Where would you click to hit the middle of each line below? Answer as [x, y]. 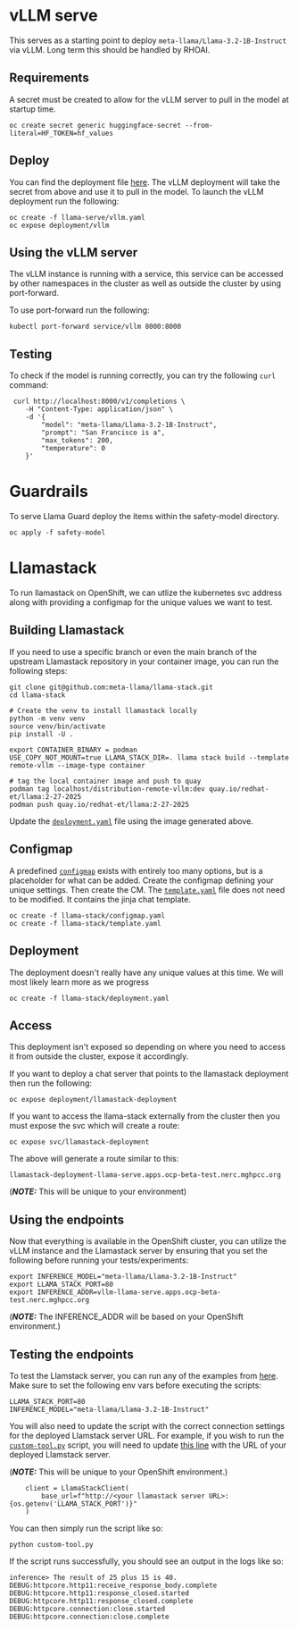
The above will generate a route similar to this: [94, 1159]
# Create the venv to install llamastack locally [103, 710]
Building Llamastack [67, 630]
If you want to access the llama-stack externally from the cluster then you [145, 1116]
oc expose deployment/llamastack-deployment [93, 1100]
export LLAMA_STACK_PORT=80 [62, 1285]
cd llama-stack [37, 695]
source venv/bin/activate [57, 726]
